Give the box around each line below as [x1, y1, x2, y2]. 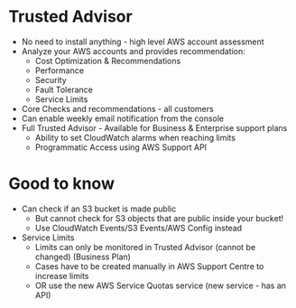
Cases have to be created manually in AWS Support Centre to [34, 260, 264, 272]
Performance [34, 65, 85, 76]
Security [34, 74, 67, 85]
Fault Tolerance [34, 84, 94, 95]
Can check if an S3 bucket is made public [21, 203, 177, 214]
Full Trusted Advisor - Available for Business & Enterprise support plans [21, 122, 288, 133]
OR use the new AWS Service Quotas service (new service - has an [34, 280, 286, 291]
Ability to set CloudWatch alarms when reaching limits [34, 132, 236, 143]
